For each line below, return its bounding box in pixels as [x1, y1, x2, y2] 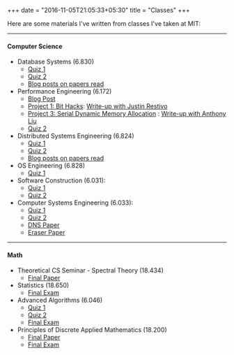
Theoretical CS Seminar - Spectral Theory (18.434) [17, 266, 164, 275]
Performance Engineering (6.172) [17, 87, 112, 96]
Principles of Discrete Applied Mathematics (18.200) [17, 326, 167, 334]
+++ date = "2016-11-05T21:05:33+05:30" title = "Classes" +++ [7, 6, 190, 14]
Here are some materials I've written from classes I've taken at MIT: [7, 20, 201, 27]
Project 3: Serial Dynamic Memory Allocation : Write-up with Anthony [27, 110, 226, 118]
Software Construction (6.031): [17, 176, 106, 184]
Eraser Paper [27, 229, 65, 237]
